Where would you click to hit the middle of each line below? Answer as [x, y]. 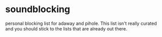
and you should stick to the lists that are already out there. [66, 28]
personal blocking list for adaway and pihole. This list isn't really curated [81, 23]
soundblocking [38, 9]
